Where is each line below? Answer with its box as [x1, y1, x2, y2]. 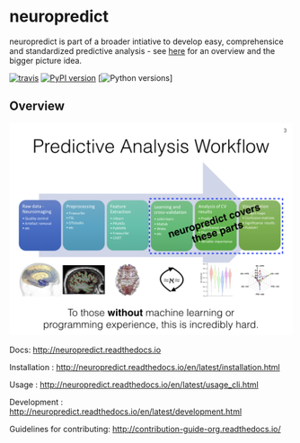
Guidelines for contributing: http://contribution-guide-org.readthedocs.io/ [9, 423, 281, 434]
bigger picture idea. [9, 55, 83, 66]
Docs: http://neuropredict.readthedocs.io [9, 344, 162, 355]
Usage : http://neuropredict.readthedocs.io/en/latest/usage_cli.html [9, 379, 259, 390]
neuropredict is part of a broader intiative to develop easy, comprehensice [9, 36, 285, 47]
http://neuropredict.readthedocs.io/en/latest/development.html [9, 406, 243, 417]
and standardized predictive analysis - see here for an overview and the [9, 45, 276, 56]
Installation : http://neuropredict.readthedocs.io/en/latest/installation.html [9, 361, 280, 372]
